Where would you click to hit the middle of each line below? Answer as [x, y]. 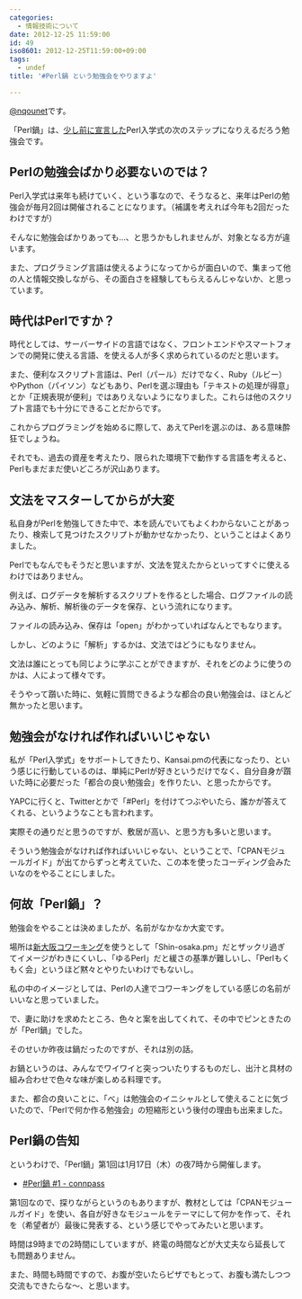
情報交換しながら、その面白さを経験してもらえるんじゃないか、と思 [159, 279]
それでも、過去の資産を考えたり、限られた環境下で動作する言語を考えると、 [151, 458]
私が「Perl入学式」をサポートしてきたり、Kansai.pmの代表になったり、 [142, 760]
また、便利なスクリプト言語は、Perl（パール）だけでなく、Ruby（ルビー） [148, 375]
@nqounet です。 [40, 111]
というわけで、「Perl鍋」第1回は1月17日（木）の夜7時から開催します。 [138, 1164]
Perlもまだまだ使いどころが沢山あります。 [87, 469]
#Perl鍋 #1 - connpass [63, 1183]
